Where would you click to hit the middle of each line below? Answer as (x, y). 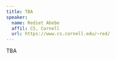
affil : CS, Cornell (36, 28)
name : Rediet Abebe (36, 23)
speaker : (17, 17)
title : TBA (20, 12)
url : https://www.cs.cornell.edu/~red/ (61, 34)
